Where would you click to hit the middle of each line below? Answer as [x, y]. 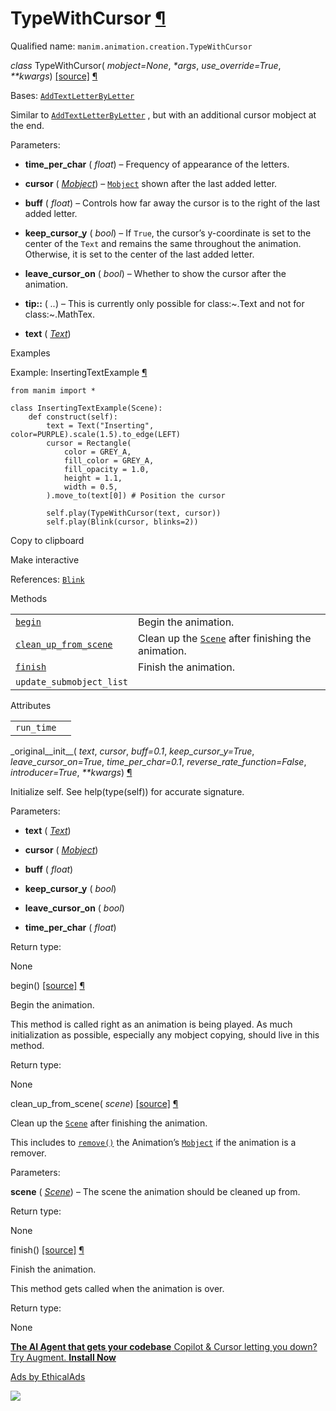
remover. [28, 1153]
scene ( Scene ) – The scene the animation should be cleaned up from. [155, 1191]
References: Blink [47, 579]
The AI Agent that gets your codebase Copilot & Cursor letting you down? [164, 1346]
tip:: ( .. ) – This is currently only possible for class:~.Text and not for [164, 303]
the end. [27, 125]
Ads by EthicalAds [48, 1376]
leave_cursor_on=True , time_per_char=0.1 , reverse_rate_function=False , [158, 761]
